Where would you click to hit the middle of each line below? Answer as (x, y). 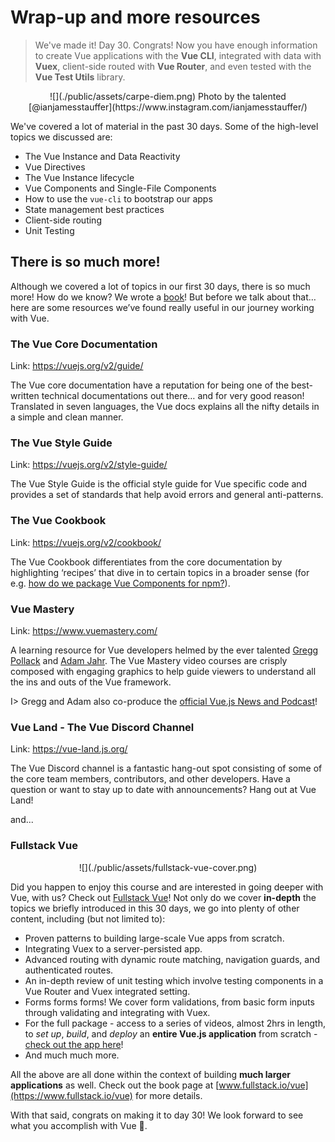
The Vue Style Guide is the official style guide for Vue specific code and (159, 484)
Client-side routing (63, 220)
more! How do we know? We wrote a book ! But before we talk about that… (163, 297)
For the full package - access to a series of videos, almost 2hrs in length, (175, 1023)
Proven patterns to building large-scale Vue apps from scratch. (154, 938)
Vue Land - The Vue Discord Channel (102, 727)
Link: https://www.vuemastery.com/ (84, 630)
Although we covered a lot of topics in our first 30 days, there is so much (160, 286)
